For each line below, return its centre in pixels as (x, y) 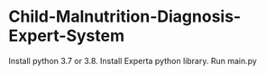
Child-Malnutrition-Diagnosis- (125, 17)
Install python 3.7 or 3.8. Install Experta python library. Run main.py (133, 61)
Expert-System (67, 36)
